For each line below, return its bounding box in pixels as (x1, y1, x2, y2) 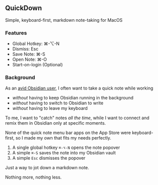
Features (5, 29, 27, 36)
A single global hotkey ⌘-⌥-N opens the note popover (12, 144, 120, 150)
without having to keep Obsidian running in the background (12, 95, 134, 101)
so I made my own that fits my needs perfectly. (15, 135, 111, 141)
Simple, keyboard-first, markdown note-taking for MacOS (5, 17, 123, 23)
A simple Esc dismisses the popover (12, 155, 86, 161)
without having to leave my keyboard (12, 105, 88, 111)
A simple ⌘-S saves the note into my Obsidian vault (12, 150, 116, 156)
